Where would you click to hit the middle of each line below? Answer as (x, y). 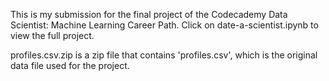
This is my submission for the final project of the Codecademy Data (149, 14)
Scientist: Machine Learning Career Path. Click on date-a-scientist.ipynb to (164, 25)
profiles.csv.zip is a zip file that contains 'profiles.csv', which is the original (164, 55)
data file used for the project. (70, 65)
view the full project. (52, 35)
